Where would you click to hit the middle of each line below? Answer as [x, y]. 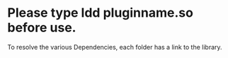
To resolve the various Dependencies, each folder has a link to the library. [115, 47]
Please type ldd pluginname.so [100, 13]
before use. [42, 28]
